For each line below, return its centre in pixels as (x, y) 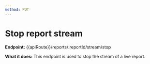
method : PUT (17, 9)
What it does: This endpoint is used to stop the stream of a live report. (75, 56)
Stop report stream (44, 33)
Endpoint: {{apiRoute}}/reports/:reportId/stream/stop (58, 47)
